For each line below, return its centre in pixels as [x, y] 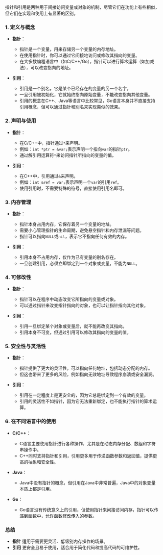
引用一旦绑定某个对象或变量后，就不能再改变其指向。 [73, 326]
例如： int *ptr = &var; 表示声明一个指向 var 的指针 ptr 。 [76, 149]
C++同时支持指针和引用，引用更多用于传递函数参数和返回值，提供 [86, 455]
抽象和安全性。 [43, 462]
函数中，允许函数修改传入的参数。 [62, 516]
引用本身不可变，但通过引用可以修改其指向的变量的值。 [75, 332]
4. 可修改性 [18, 277]
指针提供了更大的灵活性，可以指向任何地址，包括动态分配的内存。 [86, 368]
